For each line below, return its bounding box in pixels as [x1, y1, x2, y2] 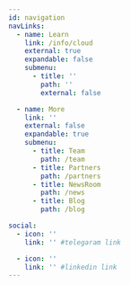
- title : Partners [31, 163, 101, 172]
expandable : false [24, 55, 93, 64]
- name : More [16, 104, 65, 113]
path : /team [40, 155, 86, 164]
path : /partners [40, 172, 101, 181]
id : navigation [8, 13, 65, 22]
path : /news [40, 188, 86, 198]
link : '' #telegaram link [24, 237, 122, 247]
